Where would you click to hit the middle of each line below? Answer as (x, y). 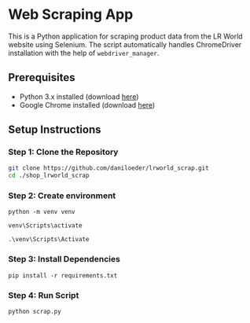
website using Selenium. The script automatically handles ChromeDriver (125, 44)
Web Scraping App (71, 15)
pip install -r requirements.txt (63, 275)
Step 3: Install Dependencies (64, 259)
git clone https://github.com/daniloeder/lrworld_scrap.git (109, 168)
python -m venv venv (42, 212)
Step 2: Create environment (62, 196)
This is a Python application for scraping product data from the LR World (125, 36)
